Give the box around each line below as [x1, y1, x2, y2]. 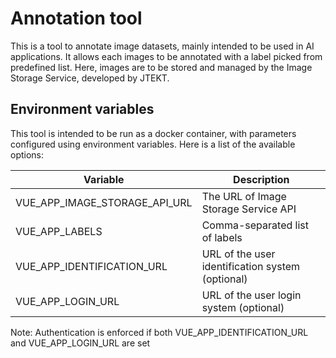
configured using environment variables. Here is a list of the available [10, 138, 296, 150]
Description [233, 172, 290, 186]
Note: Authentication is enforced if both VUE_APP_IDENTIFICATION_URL [10, 326, 309, 338]
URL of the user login [201, 288, 302, 302]
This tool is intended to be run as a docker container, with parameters [10, 127, 297, 139]
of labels [201, 230, 243, 244]
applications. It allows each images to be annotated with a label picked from [10, 50, 323, 62]
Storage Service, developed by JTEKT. [10, 72, 170, 84]
